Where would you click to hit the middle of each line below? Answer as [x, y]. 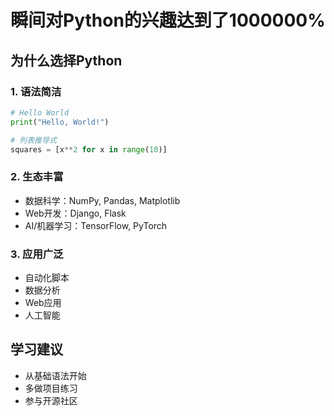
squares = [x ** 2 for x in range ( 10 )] [89, 149]
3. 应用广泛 [37, 254]
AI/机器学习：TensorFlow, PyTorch [96, 225]
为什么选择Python [66, 60]
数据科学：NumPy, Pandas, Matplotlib [102, 200]
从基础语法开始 [55, 375]
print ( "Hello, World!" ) [60, 122]
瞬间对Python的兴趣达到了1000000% [168, 20]
